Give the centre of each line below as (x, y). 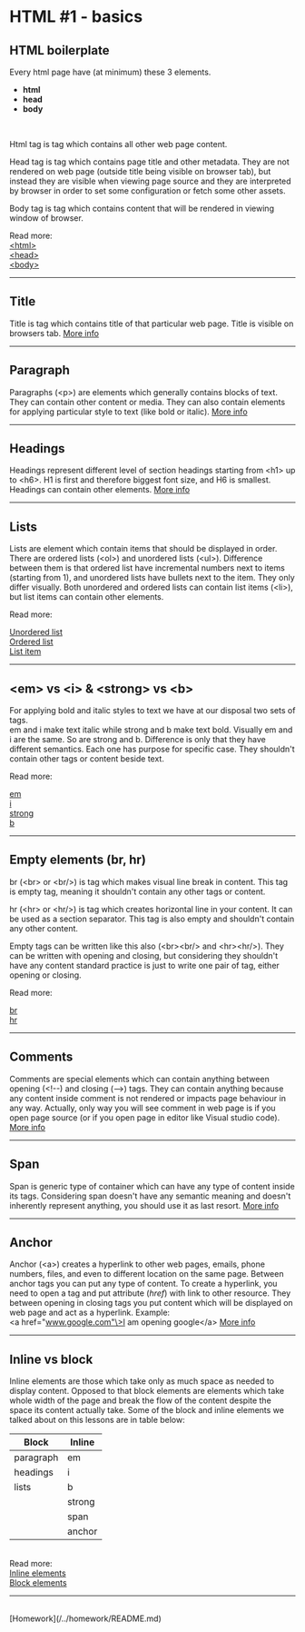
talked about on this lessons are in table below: (97, 1420)
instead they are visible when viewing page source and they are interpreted (151, 181)
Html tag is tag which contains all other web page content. (118, 144)
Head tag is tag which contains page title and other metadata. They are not (150, 162)
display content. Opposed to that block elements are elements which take (147, 1391)
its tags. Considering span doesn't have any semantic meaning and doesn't (150, 1196)
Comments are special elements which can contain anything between (139, 1079)
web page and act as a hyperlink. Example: (90, 1313)
